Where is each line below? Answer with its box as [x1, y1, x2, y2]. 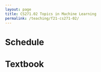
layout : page [5, 7, 32, 12]
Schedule [5, 36, 45, 48]
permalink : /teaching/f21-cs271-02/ [5, 16, 79, 21]
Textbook [5, 59, 44, 70]
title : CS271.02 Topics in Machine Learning [5, 12, 97, 16]
